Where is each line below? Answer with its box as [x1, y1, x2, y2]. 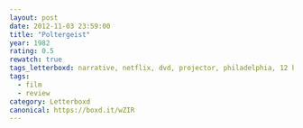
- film [17, 80, 42, 89]
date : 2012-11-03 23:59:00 [9, 22, 111, 31]
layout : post [9, 13, 59, 23]
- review [17, 88, 50, 97]
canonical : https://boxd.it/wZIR [9, 105, 135, 114]
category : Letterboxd [9, 96, 91, 106]
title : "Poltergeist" [9, 30, 91, 39]
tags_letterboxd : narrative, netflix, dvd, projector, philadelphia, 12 [9, 64, 289, 73]
